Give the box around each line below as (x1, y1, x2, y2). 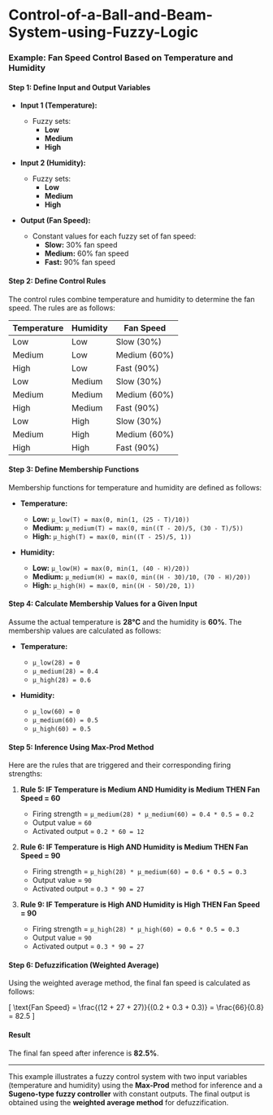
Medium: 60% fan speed (44, 248, 129, 258)
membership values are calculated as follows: (8, 626, 162, 635)
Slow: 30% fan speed (44, 240, 118, 250)
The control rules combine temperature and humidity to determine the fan (8, 294, 255, 304)
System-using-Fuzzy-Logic (8, 23, 199, 42)
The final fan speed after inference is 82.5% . (8, 1048, 160, 1058)
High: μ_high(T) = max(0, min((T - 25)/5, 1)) (32, 531, 193, 541)
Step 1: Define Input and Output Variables (8, 82, 151, 92)
